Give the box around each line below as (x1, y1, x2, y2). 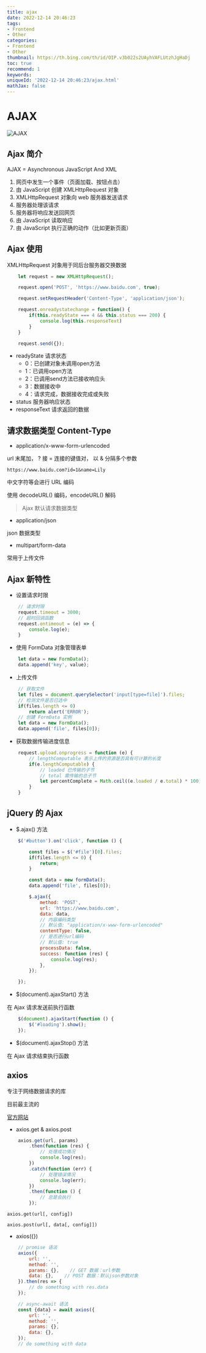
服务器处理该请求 (15, 201, 59, 208)
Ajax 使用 (7, 244, 43, 254)
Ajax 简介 (7, 149, 43, 159)
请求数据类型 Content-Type (7, 425, 112, 435)
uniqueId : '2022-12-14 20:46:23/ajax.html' (7, 77, 120, 83)
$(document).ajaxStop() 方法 (15, 1039, 89, 1046)
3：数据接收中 (24, 383, 61, 390)
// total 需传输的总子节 (39, 772, 97, 778)
